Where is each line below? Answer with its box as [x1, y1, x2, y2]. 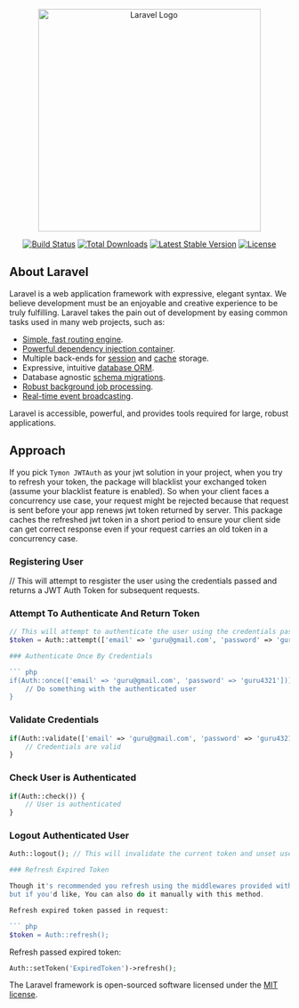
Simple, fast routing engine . [21, 334, 124, 345]
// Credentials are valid [25, 742, 122, 752]
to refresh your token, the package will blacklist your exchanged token [9, 476, 267, 487]
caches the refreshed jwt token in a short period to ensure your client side [9, 514, 281, 524]
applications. [9, 417, 56, 427]
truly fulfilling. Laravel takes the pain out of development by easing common [9, 307, 288, 318]
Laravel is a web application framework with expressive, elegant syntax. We [9, 288, 287, 298]
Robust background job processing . [21, 381, 154, 392]
